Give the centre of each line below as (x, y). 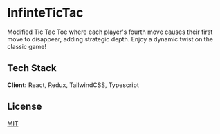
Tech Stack (32, 68)
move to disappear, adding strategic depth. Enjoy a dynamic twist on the (110, 39)
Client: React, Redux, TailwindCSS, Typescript (73, 85)
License (25, 107)
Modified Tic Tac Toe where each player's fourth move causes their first (110, 32)
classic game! (27, 46)
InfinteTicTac (46, 13)
